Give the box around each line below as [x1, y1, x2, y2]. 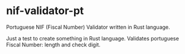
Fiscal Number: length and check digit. [6, 41, 101, 48]
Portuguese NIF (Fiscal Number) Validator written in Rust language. [6, 23, 170, 31]
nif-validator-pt [6, 4, 84, 18]
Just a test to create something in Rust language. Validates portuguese [6, 35, 179, 42]
